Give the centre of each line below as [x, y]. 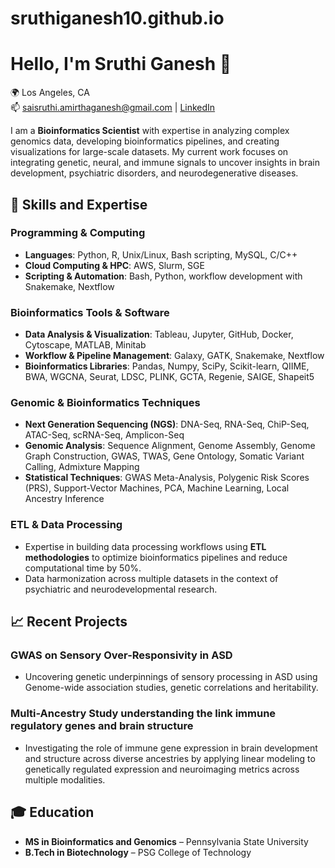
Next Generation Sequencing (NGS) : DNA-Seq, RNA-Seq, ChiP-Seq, [167, 424]
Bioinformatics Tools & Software [90, 312]
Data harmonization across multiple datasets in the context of [151, 578]
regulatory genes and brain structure [102, 726]
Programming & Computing [78, 233]
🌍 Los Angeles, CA [50, 93]
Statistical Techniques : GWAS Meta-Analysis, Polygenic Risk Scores [167, 478]
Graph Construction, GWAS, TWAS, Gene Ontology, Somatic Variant [164, 456]
